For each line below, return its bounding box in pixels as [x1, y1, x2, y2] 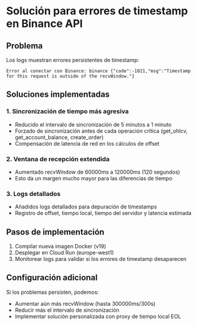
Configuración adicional [6, 273, 98, 283]
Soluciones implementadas [6, 90, 110, 100]
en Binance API [6, 17, 83, 30]
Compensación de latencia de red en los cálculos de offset [14, 140, 160, 147]
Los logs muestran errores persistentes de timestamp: [6, 57, 139, 63]
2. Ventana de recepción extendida [6, 155, 110, 163]
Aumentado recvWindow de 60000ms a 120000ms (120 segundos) [14, 168, 180, 176]
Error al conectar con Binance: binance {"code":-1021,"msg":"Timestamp [6, 68, 191, 74]
